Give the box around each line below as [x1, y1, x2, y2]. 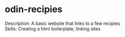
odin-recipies [5, 4, 63, 15]
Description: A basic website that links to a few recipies [5, 20, 120, 26]
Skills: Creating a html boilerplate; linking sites [5, 25, 101, 31]
